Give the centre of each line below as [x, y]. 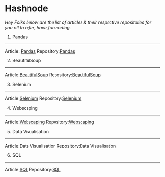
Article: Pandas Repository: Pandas [40, 51]
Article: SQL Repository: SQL [33, 169]
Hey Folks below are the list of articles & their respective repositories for [78, 22]
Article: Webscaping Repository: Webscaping [50, 122]
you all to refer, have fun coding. [38, 27]
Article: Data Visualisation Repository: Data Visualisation [61, 146]
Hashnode [27, 9]
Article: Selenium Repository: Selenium [43, 98]
